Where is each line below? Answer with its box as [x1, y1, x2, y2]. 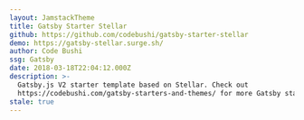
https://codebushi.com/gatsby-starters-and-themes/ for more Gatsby [17, 88, 281, 97]
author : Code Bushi [9, 47, 83, 56]
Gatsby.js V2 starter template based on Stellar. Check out [17, 80, 249, 89]
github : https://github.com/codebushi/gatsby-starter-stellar [9, 30, 249, 39]
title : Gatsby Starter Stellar [9, 22, 128, 31]
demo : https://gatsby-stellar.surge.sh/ [9, 38, 165, 48]
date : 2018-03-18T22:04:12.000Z [9, 64, 131, 73]
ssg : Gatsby [9, 55, 54, 64]
